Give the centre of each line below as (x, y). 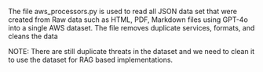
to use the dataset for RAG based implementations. (91, 59)
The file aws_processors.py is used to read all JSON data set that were (123, 11)
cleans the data (33, 36)
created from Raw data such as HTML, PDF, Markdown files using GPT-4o (128, 20)
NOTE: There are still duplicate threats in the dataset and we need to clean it (131, 51)
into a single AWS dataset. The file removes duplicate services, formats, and (131, 28)
